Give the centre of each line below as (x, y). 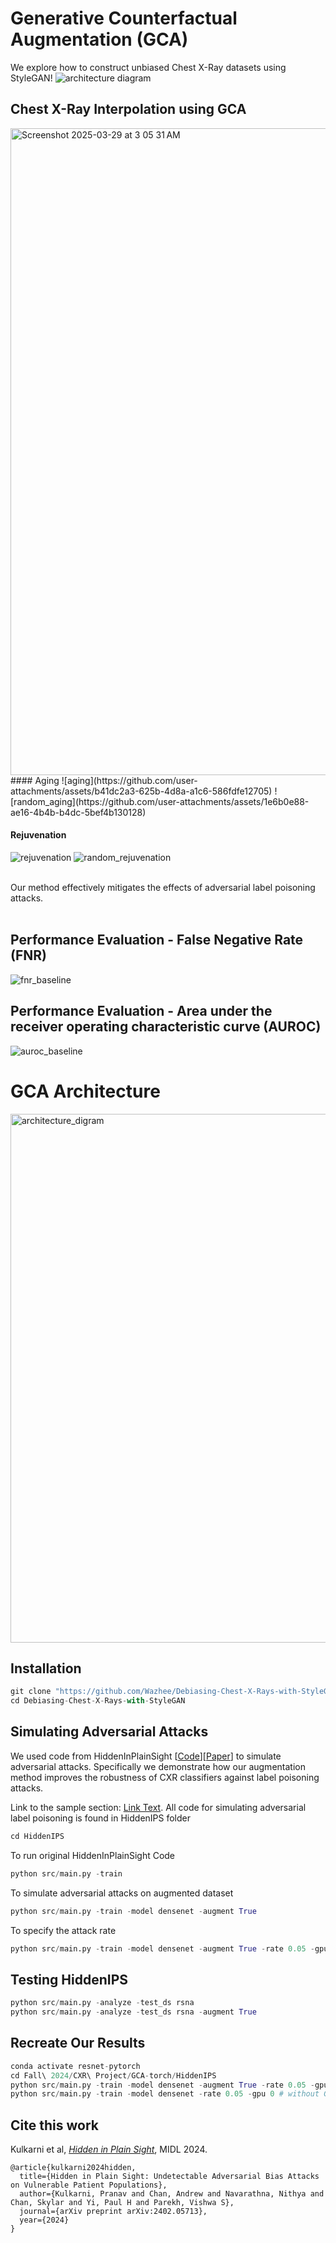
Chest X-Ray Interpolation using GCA (128, 109)
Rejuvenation (38, 835)
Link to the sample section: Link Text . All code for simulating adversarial (158, 1807)
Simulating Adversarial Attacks (109, 1732)
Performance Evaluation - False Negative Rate (157, 940)
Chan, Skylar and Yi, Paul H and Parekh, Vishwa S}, (122, 2203)
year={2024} (44, 2220)
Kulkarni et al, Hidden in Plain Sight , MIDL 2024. (109, 2149)
